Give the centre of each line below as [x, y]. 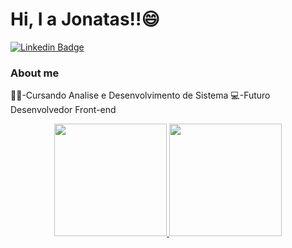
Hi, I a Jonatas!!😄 [85, 19]
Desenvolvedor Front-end [63, 110]
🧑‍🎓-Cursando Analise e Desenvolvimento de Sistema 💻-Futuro [140, 95]
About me [35, 73]
